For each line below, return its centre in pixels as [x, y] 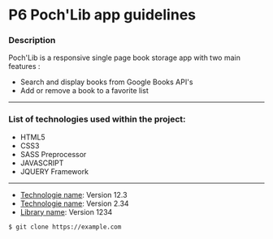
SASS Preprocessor [53, 154]
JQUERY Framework [54, 171]
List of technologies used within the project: [97, 119]
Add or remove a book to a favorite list [84, 91]
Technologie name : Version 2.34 [74, 203]
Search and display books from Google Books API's [106, 82]
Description [32, 41]
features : [24, 66]
